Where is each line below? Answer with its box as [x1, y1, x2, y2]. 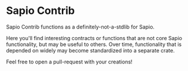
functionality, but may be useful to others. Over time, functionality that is [6, 41, 182, 48]
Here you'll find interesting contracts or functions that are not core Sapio [6, 34, 183, 41]
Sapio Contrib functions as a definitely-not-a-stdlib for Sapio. [6, 23, 155, 30]
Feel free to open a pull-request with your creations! [6, 58, 133, 65]
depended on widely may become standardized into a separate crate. [6, 47, 175, 54]
